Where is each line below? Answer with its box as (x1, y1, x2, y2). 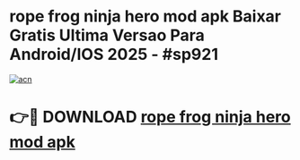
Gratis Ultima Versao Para (9, 25, 205, 46)
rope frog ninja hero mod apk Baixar (9, 6, 281, 27)
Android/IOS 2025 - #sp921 (9, 45, 218, 64)
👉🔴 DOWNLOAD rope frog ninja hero (9, 107, 292, 127)
